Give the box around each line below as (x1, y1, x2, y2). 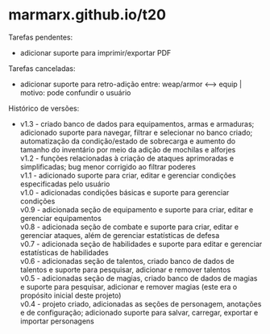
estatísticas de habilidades (19, 248, 109, 257)
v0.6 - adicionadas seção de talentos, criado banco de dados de (19, 256, 235, 265)
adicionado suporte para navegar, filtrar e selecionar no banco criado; (19, 127, 253, 137)
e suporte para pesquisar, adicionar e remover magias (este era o (19, 282, 238, 291)
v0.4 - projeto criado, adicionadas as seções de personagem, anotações (19, 299, 262, 308)
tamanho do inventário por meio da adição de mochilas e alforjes (19, 144, 236, 154)
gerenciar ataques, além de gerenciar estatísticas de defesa (19, 230, 220, 240)
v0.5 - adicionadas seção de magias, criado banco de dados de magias (19, 273, 258, 283)
